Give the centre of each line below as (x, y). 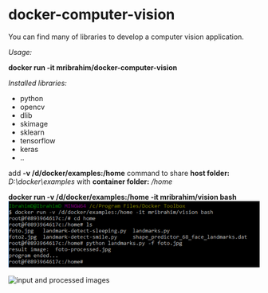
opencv (32, 107)
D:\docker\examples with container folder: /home (91, 182)
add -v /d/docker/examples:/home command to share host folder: (119, 173)
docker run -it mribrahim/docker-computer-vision (93, 67)
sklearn (32, 132)
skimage (34, 123)
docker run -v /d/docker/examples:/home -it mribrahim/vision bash (122, 197)
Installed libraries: (38, 83)
